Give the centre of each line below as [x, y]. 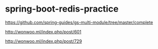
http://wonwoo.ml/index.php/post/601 [43, 32]
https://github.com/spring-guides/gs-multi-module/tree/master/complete [79, 22]
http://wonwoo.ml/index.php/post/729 [44, 41]
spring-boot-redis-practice [62, 9]
